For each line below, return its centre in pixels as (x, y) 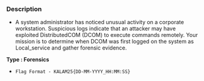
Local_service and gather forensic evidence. (71, 48)
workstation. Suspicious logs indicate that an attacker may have (95, 28)
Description (24, 9)
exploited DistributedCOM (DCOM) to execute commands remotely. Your (107, 35)
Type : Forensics (28, 60)
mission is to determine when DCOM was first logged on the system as (104, 42)
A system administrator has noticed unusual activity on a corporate (100, 22)
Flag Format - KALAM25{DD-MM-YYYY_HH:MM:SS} (73, 72)
